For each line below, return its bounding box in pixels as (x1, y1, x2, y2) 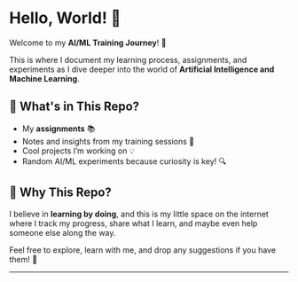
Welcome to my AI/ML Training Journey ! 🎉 (9, 37, 167, 48)
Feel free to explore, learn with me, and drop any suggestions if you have (9, 244, 277, 255)
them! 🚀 (9, 254, 38, 264)
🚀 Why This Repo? (9, 185, 113, 200)
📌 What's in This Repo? (9, 99, 140, 114)
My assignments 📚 (21, 123, 96, 134)
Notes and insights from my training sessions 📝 (21, 136, 195, 146)
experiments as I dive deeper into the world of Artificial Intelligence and (9, 64, 275, 74)
